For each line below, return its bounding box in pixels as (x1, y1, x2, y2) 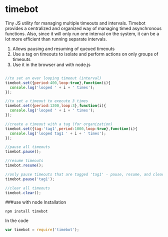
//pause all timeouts (5, 144, 50, 149)
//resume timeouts (5, 158, 43, 163)
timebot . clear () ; (5, 190, 41, 195)
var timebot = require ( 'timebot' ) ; (5, 227, 79, 232)
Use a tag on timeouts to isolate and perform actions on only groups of (12, 51, 158, 57)
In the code (5, 217, 29, 223)
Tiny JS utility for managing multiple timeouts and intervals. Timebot (5, 20, 146, 26)
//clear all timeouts (5, 185, 50, 190)
